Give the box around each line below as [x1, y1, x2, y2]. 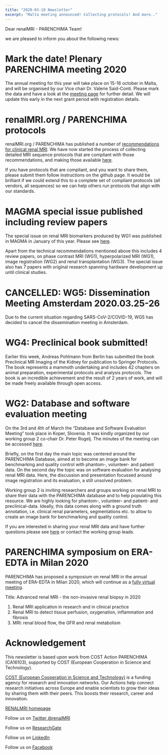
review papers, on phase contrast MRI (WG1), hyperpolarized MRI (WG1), [5, 253, 155, 259]
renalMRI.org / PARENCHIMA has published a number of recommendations [5, 141, 159, 147]
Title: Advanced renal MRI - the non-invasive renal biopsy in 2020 [5, 594, 141, 600]
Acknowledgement [5, 638, 86, 649]
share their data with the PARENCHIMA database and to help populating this [5, 493, 162, 499]
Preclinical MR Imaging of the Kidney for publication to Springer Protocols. [5, 359, 158, 365]
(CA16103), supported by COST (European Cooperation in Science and [5, 659, 151, 665]
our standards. [5, 188, 35, 194]
